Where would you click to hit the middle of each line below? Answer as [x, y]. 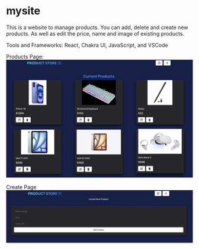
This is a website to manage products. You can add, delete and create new [97, 27]
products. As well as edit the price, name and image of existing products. [95, 33]
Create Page [21, 187]
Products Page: [25, 56]
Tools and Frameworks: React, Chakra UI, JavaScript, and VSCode [87, 45]
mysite [23, 11]
